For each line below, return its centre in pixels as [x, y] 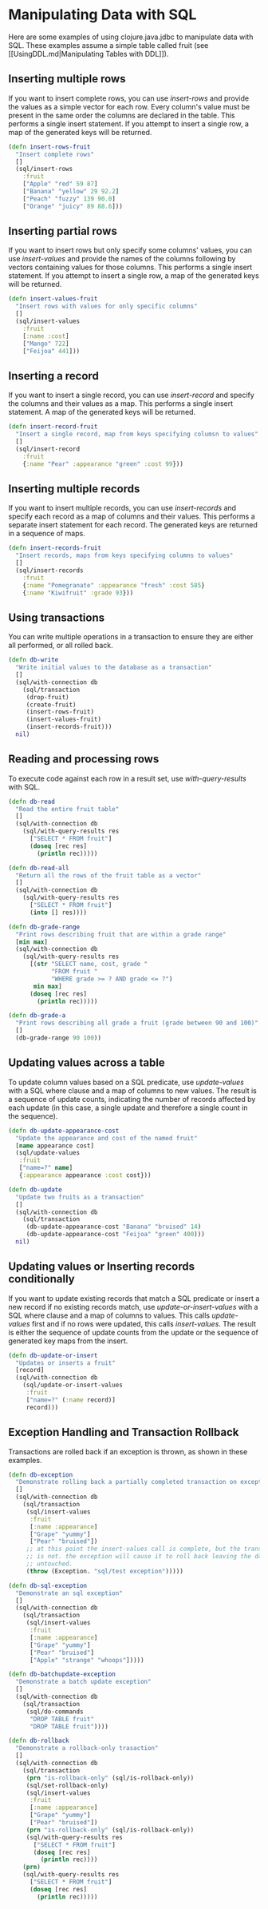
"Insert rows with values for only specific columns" [106, 306]
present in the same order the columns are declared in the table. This [122, 115]
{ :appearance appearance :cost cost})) [85, 1175]
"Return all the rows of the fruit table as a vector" [108, 875]
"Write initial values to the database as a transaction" [114, 668]
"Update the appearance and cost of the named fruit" [106, 1138]
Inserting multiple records [74, 489]
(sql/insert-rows [44, 169]
